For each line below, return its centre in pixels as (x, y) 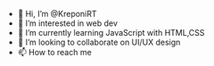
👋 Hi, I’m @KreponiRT (57, 14)
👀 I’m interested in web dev (68, 23)
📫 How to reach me (54, 52)
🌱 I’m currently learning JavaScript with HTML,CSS (111, 33)
